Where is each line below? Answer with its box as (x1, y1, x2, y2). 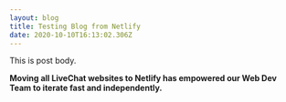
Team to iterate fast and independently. (9, 83, 163, 94)
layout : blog (9, 13, 59, 23)
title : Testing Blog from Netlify (9, 22, 142, 31)
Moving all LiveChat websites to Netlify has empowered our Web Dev (9, 73, 277, 84)
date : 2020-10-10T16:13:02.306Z (9, 30, 132, 39)
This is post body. (9, 56, 77, 66)
